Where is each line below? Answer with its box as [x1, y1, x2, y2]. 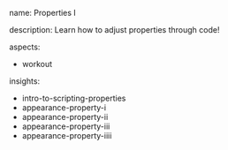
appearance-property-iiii [21, 131, 112, 140]
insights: [9, 76, 41, 86]
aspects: [9, 41, 41, 52]
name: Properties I [9, 8, 77, 18]
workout [21, 59, 53, 69]
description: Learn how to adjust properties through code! [9, 25, 220, 34]
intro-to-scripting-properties [21, 93, 126, 103]
